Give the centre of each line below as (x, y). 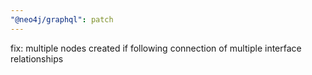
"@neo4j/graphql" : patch (62, 19)
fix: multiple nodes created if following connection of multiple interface (156, 48)
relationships (37, 58)
